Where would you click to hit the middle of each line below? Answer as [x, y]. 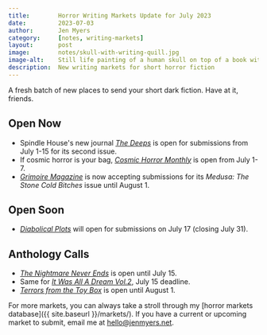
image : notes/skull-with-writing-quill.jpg [94, 53]
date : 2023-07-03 [51, 23]
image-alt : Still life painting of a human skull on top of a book [128, 60]
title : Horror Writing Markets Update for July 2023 [110, 16]
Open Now [35, 124]
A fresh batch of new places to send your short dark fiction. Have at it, [123, 90]
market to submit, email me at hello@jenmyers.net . [91, 322]
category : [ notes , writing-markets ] [76, 38]
